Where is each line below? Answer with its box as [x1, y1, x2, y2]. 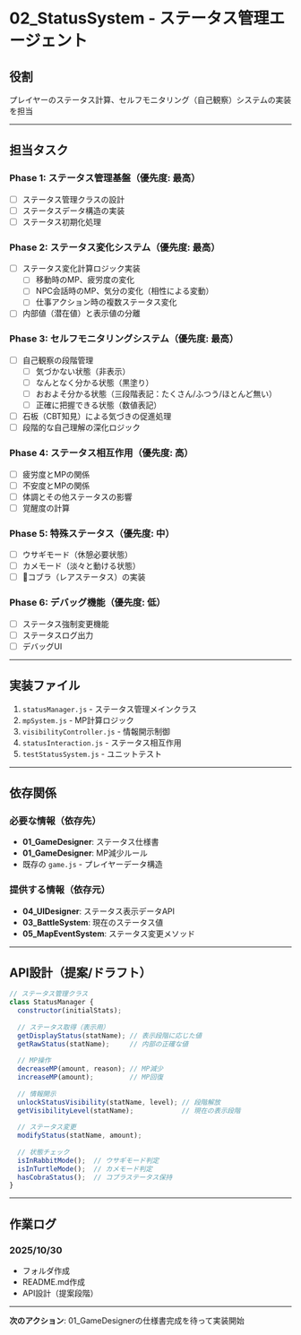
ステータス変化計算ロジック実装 [21, 263, 141, 274]
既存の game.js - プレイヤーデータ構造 [21, 859, 163, 870]
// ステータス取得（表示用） [17, 1022, 110, 1031]
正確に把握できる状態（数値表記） [35, 400, 162, 410]
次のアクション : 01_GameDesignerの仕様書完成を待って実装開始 [9, 1315, 245, 1326]
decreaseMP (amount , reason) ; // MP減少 [17, 1064, 164, 1073]
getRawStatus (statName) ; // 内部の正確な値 [17, 1039, 189, 1048]
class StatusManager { [9, 998, 94, 1007]
